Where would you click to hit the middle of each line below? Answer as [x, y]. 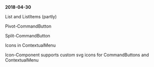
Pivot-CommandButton [28, 26]
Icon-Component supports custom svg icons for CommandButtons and [77, 55]
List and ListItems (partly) [31, 17]
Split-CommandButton [28, 36]
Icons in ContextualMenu [30, 45]
